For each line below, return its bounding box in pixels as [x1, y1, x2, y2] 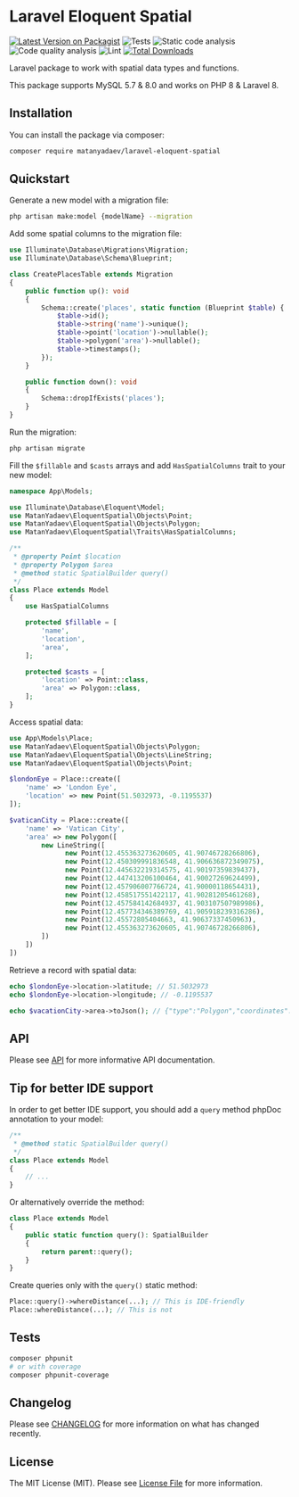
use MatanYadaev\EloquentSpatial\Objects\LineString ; [9, 750, 214, 759]
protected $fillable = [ [25, 618, 117, 627]
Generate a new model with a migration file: [9, 194, 169, 206]
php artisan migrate [9, 443, 86, 452]
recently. [9, 1428, 42, 1439]
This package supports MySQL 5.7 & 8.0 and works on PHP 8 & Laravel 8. [9, 79, 279, 90]
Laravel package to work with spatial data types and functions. [9, 62, 239, 73]
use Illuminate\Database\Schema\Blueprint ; [9, 254, 174, 263]
